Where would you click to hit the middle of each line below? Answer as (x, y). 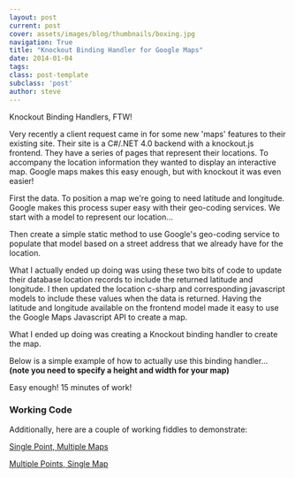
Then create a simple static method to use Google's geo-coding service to (144, 234)
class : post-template (49, 75)
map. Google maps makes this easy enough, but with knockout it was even (145, 171)
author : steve (35, 91)
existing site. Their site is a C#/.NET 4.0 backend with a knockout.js (132, 143)
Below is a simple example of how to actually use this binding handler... (139, 360)
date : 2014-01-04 (41, 58)
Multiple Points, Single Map (59, 463)
